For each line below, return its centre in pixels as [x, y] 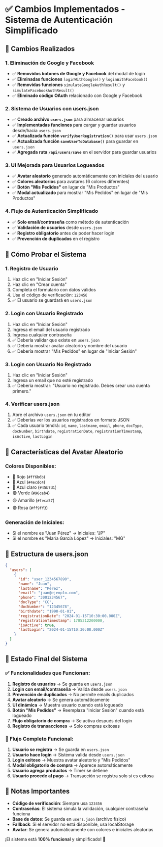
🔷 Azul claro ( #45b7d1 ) [34, 487]
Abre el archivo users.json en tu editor [51, 415]
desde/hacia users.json [36, 131]
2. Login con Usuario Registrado [44, 314]
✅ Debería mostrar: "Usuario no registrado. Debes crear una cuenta [81, 386]
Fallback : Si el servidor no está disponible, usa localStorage [73, 824]
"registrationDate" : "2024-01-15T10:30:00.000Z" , [70, 616]
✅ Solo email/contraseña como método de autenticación [70, 222]
